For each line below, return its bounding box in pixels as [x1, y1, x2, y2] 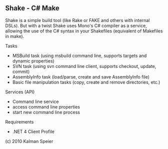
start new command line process [12, 109, 80, 115]
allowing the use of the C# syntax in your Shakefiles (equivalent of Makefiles [5, 27, 163, 34]
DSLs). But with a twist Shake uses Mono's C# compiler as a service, [5, 22, 147, 28]
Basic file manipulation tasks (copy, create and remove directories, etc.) [12, 79, 160, 85]
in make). [5, 33, 24, 39]
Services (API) [5, 88, 35, 94]
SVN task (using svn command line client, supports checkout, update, [12, 63, 156, 69]
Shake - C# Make [5, 4, 60, 12]
